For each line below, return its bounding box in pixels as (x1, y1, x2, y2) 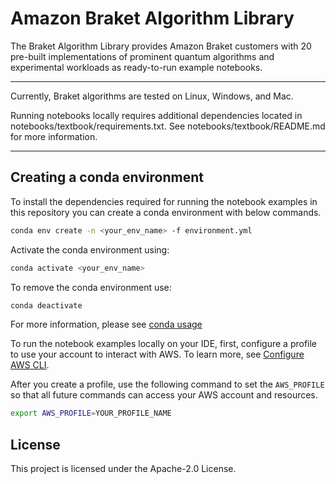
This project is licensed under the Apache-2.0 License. (10, 463, 237, 475)
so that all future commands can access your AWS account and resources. (10, 389, 318, 401)
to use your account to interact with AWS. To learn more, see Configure (10, 348, 305, 361)
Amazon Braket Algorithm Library (10, 7, 295, 30)
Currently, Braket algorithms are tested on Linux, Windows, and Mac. (10, 90, 294, 102)
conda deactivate (10, 300, 83, 311)
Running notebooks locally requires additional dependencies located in (10, 109, 303, 121)
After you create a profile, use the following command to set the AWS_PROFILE (10, 378, 325, 391)
